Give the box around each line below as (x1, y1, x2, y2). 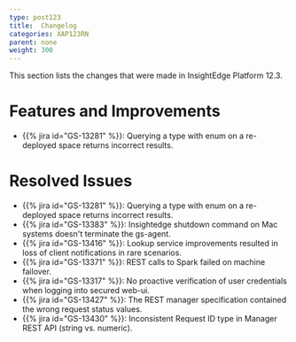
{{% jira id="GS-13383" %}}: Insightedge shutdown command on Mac (21, 219, 278, 229)
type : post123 (9, 12, 62, 22)
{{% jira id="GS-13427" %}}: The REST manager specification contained (21, 294, 287, 305)
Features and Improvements (9, 101, 222, 121)
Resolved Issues (9, 171, 133, 191)
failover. (21, 267, 51, 276)
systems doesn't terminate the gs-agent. (21, 229, 171, 239)
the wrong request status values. (21, 304, 143, 315)
